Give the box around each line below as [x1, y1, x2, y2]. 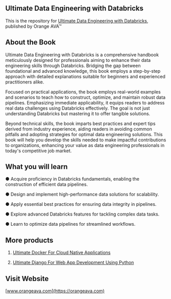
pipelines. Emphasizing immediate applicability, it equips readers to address [5, 99, 165, 105]
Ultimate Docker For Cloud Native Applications [12, 249, 111, 255]
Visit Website [5, 274, 49, 283]
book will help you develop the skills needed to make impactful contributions [5, 137, 166, 143]
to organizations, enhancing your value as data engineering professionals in [5, 142, 165, 148]
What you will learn [5, 162, 68, 171]
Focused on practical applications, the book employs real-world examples [5, 89, 161, 95]
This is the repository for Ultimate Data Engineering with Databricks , [5, 17, 149, 24]
